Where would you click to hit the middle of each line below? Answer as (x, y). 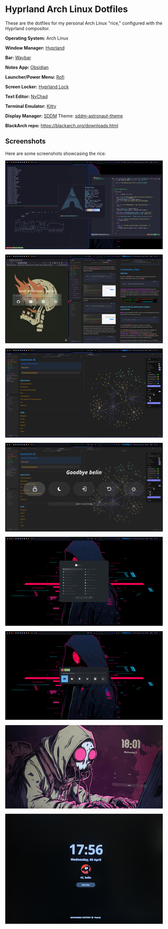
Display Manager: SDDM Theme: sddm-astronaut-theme (64, 116)
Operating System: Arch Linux (37, 38)
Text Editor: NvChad (26, 96)
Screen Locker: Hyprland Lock (37, 87)
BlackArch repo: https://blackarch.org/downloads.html (62, 125)
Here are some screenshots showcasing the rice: (56, 153)
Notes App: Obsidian (27, 67)
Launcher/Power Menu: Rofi (35, 77)
